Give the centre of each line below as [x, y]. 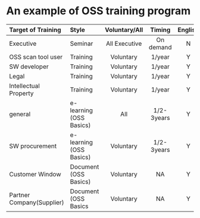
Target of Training [35, 30]
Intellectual [24, 86]
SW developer [29, 67]
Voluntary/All [124, 30]
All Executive [124, 43]
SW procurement [33, 146]
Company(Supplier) [37, 202]
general [20, 114]
